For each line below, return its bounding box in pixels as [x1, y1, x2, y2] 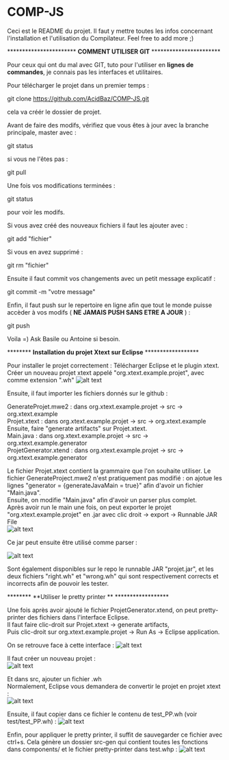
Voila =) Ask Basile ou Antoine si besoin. [7, 334, 121, 343]
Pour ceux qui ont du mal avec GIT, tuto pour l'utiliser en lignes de [7, 60, 194, 69]
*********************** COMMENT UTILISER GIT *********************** [7, 47, 221, 56]
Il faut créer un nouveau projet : [7, 654, 96, 662]
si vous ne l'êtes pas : [7, 155, 68, 163]
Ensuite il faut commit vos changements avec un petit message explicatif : [7, 274, 216, 282]
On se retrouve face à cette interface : [7, 641, 115, 649]
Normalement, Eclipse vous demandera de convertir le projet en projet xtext [7, 682, 221, 690]
